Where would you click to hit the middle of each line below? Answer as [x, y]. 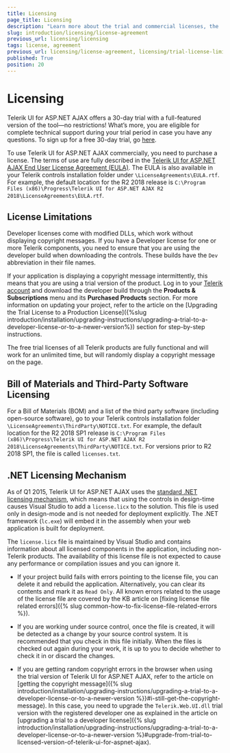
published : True [30, 58]
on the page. [25, 362]
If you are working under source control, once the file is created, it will [116, 627]
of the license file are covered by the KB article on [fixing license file [113, 599]
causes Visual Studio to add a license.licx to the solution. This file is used [113, 506]
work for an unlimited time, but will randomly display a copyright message [111, 355]
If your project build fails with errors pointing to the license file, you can [118, 577]
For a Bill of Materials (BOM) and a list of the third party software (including [113, 411]
